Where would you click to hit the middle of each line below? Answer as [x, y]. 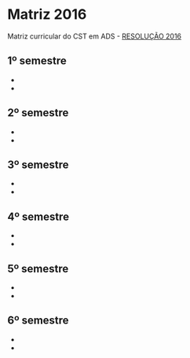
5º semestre [38, 268]
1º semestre [37, 61]
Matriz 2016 [47, 15]
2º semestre [38, 113]
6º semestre [38, 321]
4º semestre [38, 216]
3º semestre [38, 164]
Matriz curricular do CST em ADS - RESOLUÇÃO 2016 [95, 36]
